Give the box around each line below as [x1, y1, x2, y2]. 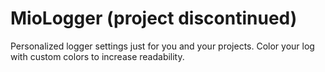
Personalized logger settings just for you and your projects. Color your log [10, 40, 315, 52]
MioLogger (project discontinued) [10, 7, 298, 30]
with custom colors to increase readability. [10, 50, 185, 62]
